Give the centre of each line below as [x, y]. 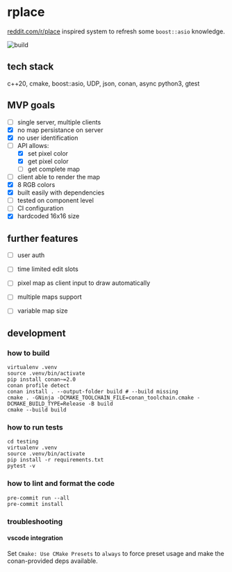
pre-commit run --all [39, 498]
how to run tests [35, 427]
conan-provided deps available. [53, 561]
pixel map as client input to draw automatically [84, 283]
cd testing [23, 442]
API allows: [33, 145]
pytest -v [22, 466]
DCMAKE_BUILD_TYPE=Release [46, 404]
